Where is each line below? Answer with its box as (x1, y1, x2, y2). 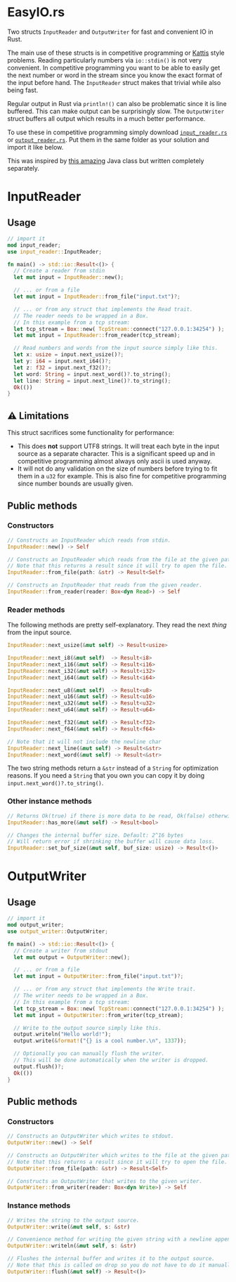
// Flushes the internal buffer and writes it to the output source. (7, 1255, 216, 1262)
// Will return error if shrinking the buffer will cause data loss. (7, 838, 216, 845)
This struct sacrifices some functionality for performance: (7, 429, 174, 437)
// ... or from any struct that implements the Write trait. (13, 986, 197, 993)
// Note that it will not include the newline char (7, 738, 162, 745)
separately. (7, 164, 40, 172)
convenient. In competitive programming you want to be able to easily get (7, 63, 221, 72)
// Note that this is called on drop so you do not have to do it (7, 1262, 206, 1269)
